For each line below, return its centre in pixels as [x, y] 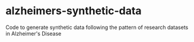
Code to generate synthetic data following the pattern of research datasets [97, 27]
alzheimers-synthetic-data [74, 11]
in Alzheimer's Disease [34, 33]
